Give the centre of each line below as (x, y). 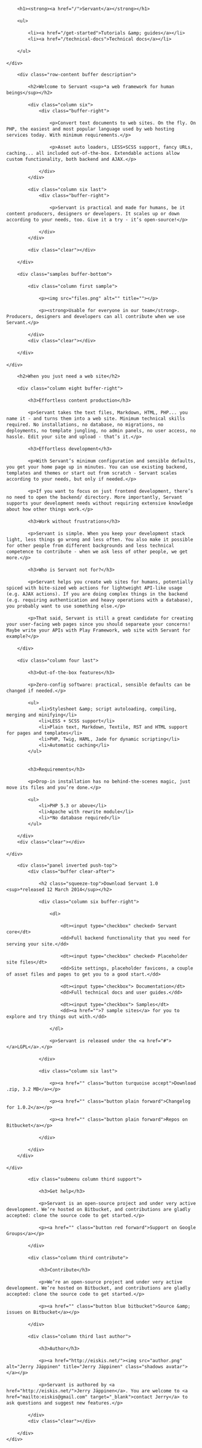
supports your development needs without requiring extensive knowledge (100, 503)
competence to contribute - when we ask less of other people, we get (97, 552)
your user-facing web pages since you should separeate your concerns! (98, 624)
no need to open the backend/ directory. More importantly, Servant (94, 497)
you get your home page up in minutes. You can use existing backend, (97, 467)
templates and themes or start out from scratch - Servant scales (92, 473)
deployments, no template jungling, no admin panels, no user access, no (101, 431)
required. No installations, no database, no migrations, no (85, 425)
